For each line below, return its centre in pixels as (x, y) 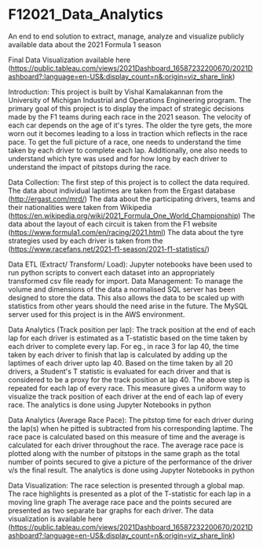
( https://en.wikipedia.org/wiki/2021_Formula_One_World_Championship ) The (131, 215)
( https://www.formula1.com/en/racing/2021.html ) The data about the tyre (126, 232)
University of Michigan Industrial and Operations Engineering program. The (130, 100)
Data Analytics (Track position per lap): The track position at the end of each (132, 329)
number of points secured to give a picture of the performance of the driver (130, 462)
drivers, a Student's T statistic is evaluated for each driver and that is (120, 371)
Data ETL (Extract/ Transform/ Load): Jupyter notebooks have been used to (130, 264)
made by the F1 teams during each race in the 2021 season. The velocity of (130, 116)
